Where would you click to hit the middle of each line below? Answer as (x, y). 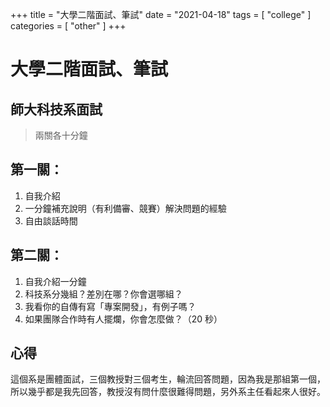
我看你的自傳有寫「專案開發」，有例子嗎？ (110, 306)
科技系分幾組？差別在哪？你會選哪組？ (103, 294)
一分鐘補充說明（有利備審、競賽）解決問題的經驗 (125, 208)
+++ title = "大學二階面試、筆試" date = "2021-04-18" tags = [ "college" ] (161, 14)
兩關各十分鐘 (61, 135)
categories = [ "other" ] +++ (68, 26)
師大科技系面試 (56, 109)
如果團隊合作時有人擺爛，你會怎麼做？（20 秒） (123, 319)
